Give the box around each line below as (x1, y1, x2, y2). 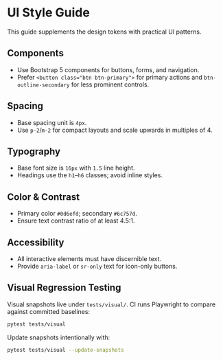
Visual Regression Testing (7, 282, 121, 293)
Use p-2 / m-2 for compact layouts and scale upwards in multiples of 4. (16, 126, 213, 134)
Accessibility (7, 236, 64, 248)
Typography (7, 146, 60, 157)
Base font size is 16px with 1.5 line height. (16, 164, 135, 172)
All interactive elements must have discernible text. (16, 255, 162, 262)
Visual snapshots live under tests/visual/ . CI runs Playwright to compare (7, 300, 216, 308)
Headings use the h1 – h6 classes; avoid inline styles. (16, 171, 163, 179)
